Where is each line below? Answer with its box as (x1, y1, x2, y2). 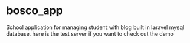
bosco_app (6, 4, 64, 18)
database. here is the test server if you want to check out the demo (6, 30, 174, 37)
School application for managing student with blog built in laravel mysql (6, 24, 185, 31)
